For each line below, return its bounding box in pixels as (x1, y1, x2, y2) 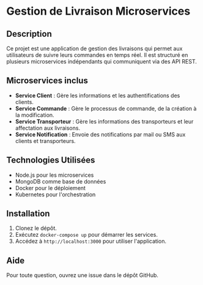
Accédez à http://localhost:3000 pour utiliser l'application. (15, 237, 167, 245)
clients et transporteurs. (15, 137, 76, 144)
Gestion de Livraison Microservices (6, 4, 191, 18)
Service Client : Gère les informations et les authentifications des (15, 92, 180, 99)
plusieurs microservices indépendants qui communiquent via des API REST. (6, 58, 197, 65)
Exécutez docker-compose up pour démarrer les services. (15, 231, 158, 239)
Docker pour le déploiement (15, 184, 86, 191)
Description (6, 29, 52, 39)
